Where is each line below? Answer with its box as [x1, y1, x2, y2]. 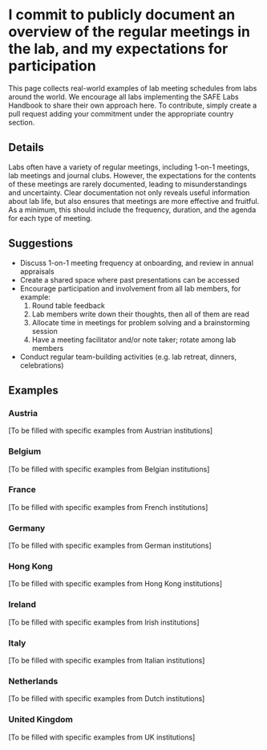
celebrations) [19, 360, 64, 370]
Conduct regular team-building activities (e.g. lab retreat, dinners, [19, 352, 237, 361]
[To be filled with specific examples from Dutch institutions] [8, 694, 205, 703]
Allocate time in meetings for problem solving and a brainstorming [31, 317, 250, 327]
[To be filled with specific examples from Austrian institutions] [8, 426, 213, 435]
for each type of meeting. [8, 213, 93, 222]
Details [8, 141, 44, 154]
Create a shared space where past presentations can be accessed [19, 275, 240, 284]
